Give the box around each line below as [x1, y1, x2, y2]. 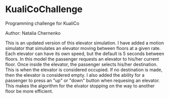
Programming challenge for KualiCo [5, 20, 79, 26]
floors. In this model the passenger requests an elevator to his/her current [5, 56, 159, 62]
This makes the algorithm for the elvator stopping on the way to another [5, 82, 155, 89]
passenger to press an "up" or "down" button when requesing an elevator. [5, 77, 160, 83]
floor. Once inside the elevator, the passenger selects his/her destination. [5, 61, 158, 67]
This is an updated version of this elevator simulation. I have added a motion [5, 39, 164, 46]
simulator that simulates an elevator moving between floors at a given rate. [5, 45, 161, 51]
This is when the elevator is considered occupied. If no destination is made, [5, 67, 163, 73]
